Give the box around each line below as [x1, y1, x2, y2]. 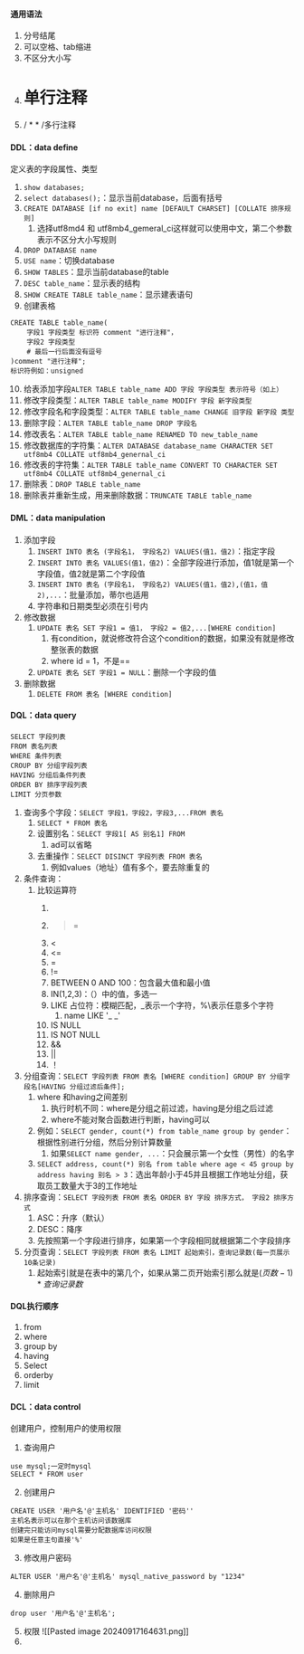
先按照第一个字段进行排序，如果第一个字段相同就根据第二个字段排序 [36, 1235, 291, 1246]
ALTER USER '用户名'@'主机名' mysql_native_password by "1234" [10, 1573, 245, 1582]
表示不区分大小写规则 [36, 234, 117, 245]
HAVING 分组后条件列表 [10, 770, 87, 780]
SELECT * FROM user [10, 1470, 84, 1479]
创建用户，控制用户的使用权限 [10, 1423, 121, 1434]
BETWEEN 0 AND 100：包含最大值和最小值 [50, 977, 211, 988]
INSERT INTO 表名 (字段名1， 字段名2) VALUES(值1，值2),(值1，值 [36, 580, 269, 589]
